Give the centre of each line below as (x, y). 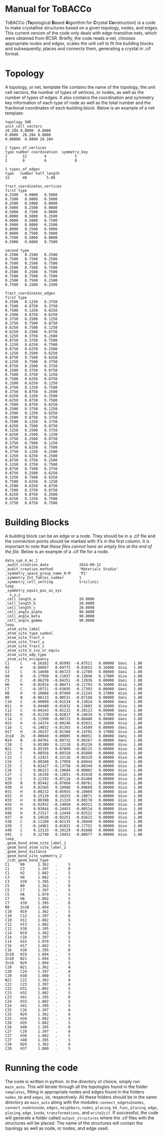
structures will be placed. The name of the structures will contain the (74, 1123)
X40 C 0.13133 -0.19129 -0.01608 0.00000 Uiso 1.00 (74, 830)
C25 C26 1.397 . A (38, 1010)
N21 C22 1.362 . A (38, 980)
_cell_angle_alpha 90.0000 (50, 612)
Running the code (42, 1068)
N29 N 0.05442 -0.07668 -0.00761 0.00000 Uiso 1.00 (74, 783)
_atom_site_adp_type (26, 655)
